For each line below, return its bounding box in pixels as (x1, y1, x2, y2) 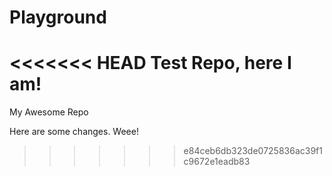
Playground (9, 6, 107, 29)
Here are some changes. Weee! (9, 126, 139, 138)
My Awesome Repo (9, 106, 89, 118)
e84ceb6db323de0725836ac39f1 (183, 145, 323, 157)
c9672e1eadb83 (183, 156, 251, 168)
